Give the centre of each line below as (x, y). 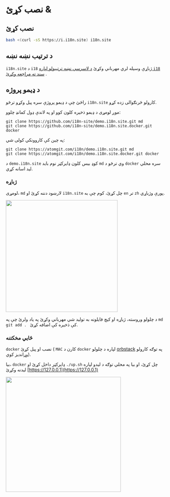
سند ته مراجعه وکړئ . (27, 74)
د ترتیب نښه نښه (29, 56)
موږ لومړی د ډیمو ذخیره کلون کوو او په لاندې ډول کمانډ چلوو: (63, 112)
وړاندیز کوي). (18, 354)
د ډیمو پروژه (23, 90)
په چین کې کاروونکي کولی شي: (35, 140)
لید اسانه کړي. (19, 168)
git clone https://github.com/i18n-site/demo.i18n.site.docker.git (79, 126)
